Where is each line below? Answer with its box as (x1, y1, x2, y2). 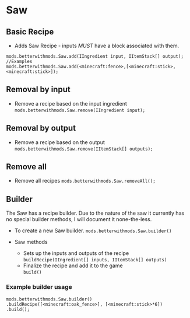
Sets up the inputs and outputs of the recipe (23, 250, 129, 257)
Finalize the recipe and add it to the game (23, 262, 124, 269)
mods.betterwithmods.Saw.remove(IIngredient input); (14, 107, 146, 113)
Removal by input (6, 85, 71, 95)
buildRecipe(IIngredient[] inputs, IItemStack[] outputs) (23, 257, 167, 263)
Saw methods (14, 239, 48, 246)
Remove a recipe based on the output (14, 138, 105, 146)
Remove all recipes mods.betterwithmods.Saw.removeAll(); (14, 177, 156, 184)
